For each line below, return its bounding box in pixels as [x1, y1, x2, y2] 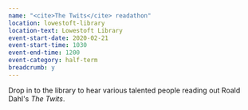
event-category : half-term [8, 57, 98, 65]
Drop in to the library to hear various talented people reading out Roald [8, 85, 241, 95]
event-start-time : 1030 [8, 41, 88, 49]
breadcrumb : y [8, 64, 56, 72]
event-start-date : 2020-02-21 [8, 33, 109, 42]
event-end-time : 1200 [8, 49, 81, 57]
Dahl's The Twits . [8, 93, 65, 104]
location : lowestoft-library [8, 19, 105, 27]
